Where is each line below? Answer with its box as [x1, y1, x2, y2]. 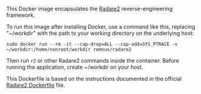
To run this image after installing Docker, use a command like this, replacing [6, 23, 196, 30]
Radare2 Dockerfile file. [6, 81, 66, 89]
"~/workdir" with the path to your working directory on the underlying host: [6, 30, 194, 37]
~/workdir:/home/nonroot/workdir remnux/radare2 [6, 46, 132, 52]
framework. [6, 11, 35, 19]
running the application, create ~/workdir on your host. [6, 63, 144, 70]
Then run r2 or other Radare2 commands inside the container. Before [6, 57, 179, 64]
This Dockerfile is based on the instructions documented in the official [6, 75, 182, 82]
